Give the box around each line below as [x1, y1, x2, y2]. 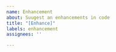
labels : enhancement [6, 25, 59, 32]
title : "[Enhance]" [6, 20, 56, 26]
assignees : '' [6, 31, 43, 37]
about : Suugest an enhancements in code [6, 15, 111, 21]
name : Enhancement [6, 8, 53, 15]
